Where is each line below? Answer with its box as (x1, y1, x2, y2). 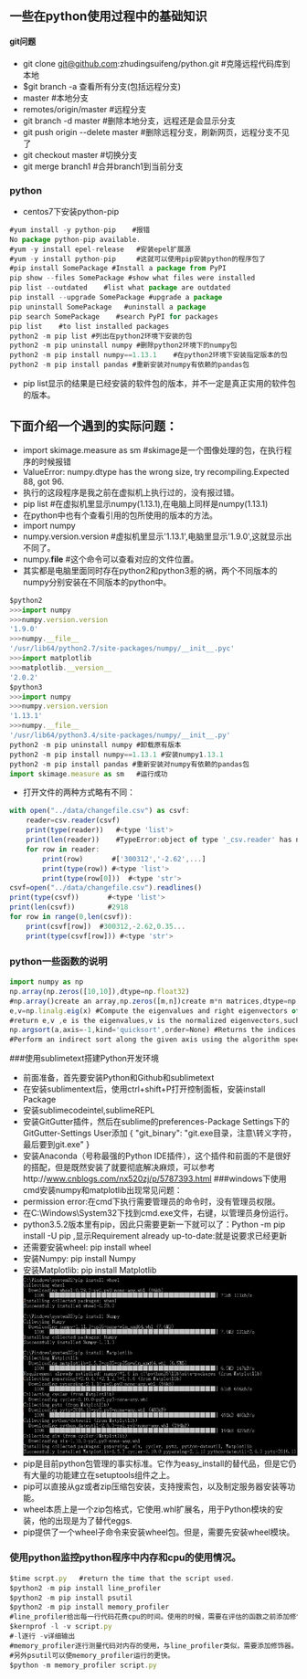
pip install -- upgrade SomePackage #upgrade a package (9, 293, 223, 302)
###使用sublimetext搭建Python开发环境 (9, 1053, 160, 1064)
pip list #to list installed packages (9, 322, 170, 331)
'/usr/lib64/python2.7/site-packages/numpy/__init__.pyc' (9, 644, 235, 653)
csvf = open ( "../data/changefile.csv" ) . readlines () (9, 883, 203, 892)
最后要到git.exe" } (22, 1139, 90, 1150)
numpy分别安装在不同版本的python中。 (22, 576, 172, 587)
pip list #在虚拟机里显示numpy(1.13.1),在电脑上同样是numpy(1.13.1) (22, 498, 269, 509)
